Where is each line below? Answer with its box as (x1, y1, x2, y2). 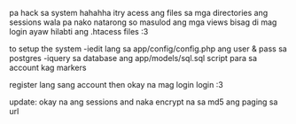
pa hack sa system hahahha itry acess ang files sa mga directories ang (9, 8, 269, 18)
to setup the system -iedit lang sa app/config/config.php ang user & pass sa (9, 43, 288, 54)
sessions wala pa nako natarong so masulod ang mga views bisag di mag (9, 17, 277, 27)
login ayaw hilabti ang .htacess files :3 (9, 27, 149, 36)
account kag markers (9, 62, 87, 73)
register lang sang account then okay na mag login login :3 (9, 80, 223, 89)
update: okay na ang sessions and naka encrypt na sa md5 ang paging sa (9, 97, 278, 107)
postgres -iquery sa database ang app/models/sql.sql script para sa (9, 53, 258, 63)
